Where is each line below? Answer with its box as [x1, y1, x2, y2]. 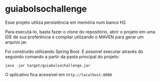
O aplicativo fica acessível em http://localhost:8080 [5, 71, 112, 77]
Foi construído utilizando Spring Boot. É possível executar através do [5, 49, 143, 54]
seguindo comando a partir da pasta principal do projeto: [5, 53, 120, 59]
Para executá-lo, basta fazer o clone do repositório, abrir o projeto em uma [5, 29, 156, 34]
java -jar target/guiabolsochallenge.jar [5, 63, 91, 68]
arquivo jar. [5, 39, 28, 45]
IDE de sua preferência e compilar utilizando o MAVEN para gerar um [5, 34, 144, 40]
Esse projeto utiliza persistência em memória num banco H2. [5, 19, 127, 25]
